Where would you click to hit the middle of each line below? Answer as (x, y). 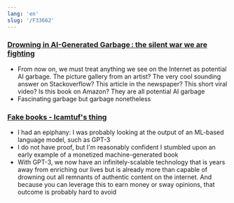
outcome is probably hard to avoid (67, 192)
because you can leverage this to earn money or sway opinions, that (116, 185)
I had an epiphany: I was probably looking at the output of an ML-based (121, 132)
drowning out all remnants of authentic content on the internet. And (115, 177)
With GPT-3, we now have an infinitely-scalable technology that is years (121, 162)
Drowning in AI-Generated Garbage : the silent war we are (108, 45)
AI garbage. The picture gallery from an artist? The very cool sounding (119, 76)
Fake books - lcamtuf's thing (57, 117)
